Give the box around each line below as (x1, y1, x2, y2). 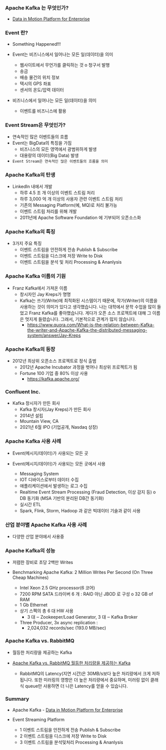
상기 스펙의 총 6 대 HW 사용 (19, 608, 74, 614)
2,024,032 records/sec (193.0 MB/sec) (27, 625, 107, 631)
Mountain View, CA (19, 418, 59, 424)
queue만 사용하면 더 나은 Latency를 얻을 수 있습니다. (25, 683, 128, 689)
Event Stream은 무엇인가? (5, 121, 66, 128)
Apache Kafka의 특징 (5, 228, 55, 235)
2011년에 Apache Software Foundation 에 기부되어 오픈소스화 (19, 215, 141, 221)
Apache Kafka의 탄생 (5, 171, 55, 178)
